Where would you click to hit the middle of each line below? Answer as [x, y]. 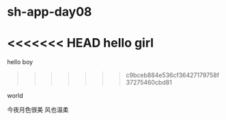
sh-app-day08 [50, 12]
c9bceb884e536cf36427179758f [173, 75]
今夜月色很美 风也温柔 [38, 110]
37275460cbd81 [149, 82]
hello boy [20, 62]
